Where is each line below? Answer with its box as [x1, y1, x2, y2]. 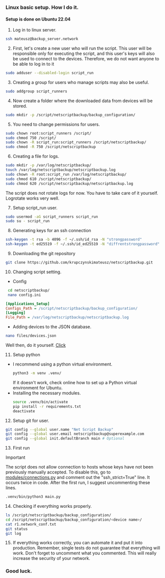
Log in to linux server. [12, 27, 57, 33]
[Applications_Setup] [5, 301, 50, 306]
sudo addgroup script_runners [5, 89, 68, 94]
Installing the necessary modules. [12, 390, 81, 396]
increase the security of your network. [12, 555, 90, 561]
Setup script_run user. [12, 205, 58, 210]
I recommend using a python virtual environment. [12, 361, 112, 367]
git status [5, 526, 28, 531]
